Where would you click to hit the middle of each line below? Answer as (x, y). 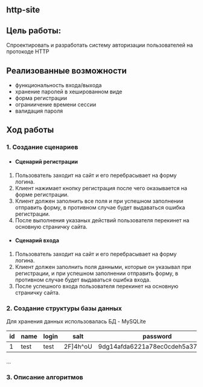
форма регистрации (41, 98)
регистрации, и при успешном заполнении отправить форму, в (96, 273)
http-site (23, 10)
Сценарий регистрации (47, 161)
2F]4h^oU (78, 346)
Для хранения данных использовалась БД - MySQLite (76, 322)
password (157, 337)
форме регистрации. (42, 194)
